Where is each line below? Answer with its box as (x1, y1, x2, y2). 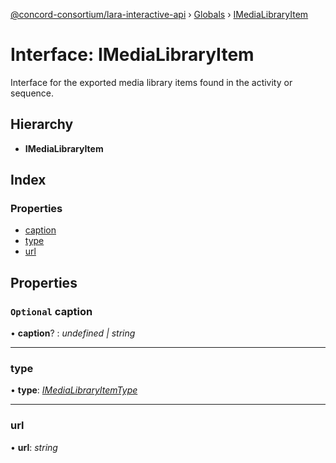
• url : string (10, 441, 58, 453)
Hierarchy (10, 116, 74, 133)
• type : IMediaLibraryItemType (10, 384, 138, 396)
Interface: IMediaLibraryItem (10, 44, 255, 66)
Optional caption (10, 304, 93, 318)
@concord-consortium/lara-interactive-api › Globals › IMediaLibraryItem (10, 9, 309, 20)
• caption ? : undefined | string (10, 327, 136, 339)
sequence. (10, 87, 55, 99)
